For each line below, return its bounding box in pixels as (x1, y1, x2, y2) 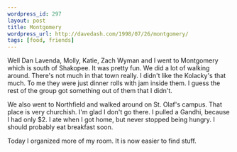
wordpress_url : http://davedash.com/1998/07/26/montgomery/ (7, 30, 189, 38)
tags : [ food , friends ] (7, 37, 75, 44)
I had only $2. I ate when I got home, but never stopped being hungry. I (7, 115, 215, 124)
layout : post (7, 17, 46, 24)
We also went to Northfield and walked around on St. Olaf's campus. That (7, 100, 222, 109)
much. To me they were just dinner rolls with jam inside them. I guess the (7, 79, 221, 87)
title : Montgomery (7, 23, 62, 31)
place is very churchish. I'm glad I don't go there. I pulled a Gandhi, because (7, 108, 231, 116)
